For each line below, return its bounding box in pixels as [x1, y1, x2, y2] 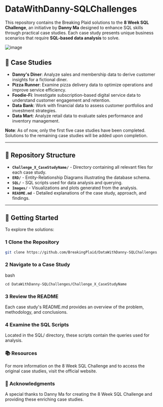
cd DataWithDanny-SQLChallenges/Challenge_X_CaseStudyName [5, 282, 127, 286]
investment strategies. [12, 107, 57, 113]
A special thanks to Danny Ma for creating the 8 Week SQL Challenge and [5, 391, 153, 397]
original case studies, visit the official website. [5, 368, 97, 374]
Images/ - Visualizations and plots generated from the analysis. [12, 185, 138, 191]
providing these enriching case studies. [5, 396, 84, 402]
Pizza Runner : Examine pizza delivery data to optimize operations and [12, 82, 153, 88]
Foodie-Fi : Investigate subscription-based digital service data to [12, 92, 141, 98]
